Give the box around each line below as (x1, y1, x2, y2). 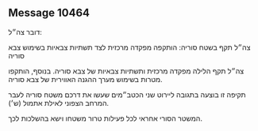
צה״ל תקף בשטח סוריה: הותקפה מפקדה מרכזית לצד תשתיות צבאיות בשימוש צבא (8, 43, 251, 52)
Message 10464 (8, 6, 90, 20)
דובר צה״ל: (8, 27, 42, 36)
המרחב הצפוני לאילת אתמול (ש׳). (8, 98, 110, 107)
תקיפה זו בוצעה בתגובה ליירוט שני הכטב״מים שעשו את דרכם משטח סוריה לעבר (8, 90, 246, 99)
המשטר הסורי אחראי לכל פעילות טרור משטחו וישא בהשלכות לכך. (8, 114, 203, 123)
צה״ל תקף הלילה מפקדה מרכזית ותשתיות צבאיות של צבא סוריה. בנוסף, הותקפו (8, 66, 245, 76)
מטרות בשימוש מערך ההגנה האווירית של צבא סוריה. (8, 74, 163, 84)
